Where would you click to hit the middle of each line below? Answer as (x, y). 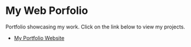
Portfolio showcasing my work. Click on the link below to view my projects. (95, 27)
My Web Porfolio (47, 11)
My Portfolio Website (39, 38)
